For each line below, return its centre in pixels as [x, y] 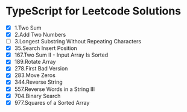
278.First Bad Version [41, 69]
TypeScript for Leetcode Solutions [93, 11]
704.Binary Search [37, 96]
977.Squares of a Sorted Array [52, 102]
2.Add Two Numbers [40, 35]
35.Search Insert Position [46, 48]
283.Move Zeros [35, 75]
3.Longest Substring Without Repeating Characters [78, 42]
